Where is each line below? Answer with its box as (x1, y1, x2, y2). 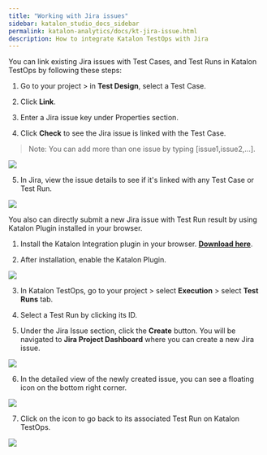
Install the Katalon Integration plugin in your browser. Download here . (19, 239, 253, 249)
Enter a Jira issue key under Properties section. (19, 113, 179, 123)
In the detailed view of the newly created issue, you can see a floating (19, 375, 254, 384)
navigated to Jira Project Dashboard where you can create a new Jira (19, 335, 254, 344)
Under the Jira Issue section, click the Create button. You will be (19, 326, 236, 336)
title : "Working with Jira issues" (8, 11, 129, 20)
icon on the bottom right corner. (19, 383, 127, 392)
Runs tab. (19, 294, 54, 305)
